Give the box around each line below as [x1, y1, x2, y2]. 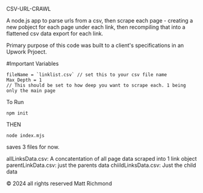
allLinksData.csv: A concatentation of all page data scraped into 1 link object [6, 155, 198, 162]
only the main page [6, 88, 56, 94]
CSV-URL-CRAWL [6, 5, 52, 12]
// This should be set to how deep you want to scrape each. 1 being [6, 82, 187, 88]
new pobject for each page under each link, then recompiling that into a [6, 24, 185, 30]
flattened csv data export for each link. [6, 30, 103, 37]
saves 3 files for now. [6, 143, 60, 150]
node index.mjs [6, 133, 45, 139]
